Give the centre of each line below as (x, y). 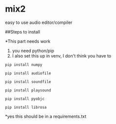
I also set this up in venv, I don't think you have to (62, 56)
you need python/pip (33, 51)
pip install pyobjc (25, 99)
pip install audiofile (28, 73)
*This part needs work (28, 41)
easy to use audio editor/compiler (39, 22)
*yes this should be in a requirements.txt (46, 116)
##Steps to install (23, 32)
